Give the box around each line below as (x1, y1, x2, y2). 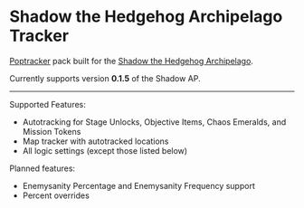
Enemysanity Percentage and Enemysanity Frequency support (22, 180, 255, 191)
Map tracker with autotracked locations (22, 136, 169, 147)
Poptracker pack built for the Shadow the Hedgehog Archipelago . (9, 55, 253, 66)
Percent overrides (22, 190, 90, 201)
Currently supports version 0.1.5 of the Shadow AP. (9, 72, 201, 83)
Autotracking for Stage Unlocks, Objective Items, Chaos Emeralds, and (22, 116, 287, 128)
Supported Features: (9, 99, 86, 109)
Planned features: (9, 163, 75, 174)
